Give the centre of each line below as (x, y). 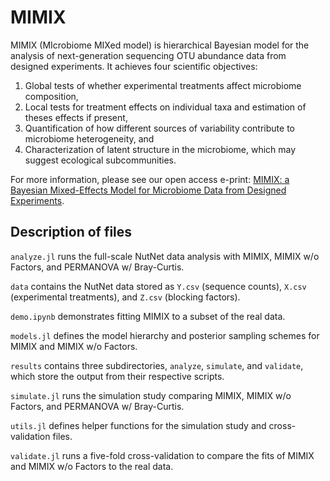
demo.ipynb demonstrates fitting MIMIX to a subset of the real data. (148, 316)
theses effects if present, (76, 117)
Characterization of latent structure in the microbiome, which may (160, 149)
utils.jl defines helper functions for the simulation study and (138, 425)
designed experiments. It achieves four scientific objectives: (134, 66)
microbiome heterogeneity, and (89, 138)
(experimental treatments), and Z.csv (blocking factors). (125, 297)
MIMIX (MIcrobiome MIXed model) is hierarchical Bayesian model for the (160, 45)
